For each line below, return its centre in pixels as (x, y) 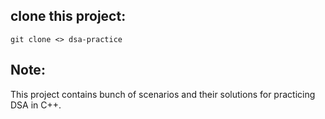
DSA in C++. (36, 105)
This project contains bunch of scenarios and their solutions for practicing (163, 94)
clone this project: (68, 16)
